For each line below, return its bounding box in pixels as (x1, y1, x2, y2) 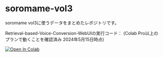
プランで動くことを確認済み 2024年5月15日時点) (5, 36, 104, 42)
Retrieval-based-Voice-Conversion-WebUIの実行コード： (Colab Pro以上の (5, 30, 159, 36)
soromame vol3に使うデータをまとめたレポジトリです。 (5, 20, 119, 26)
